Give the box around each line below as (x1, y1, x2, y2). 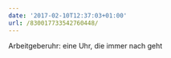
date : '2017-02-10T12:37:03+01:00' (8, 11, 128, 20)
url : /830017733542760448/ (8, 19, 99, 27)
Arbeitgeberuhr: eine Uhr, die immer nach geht (8, 41, 163, 50)
